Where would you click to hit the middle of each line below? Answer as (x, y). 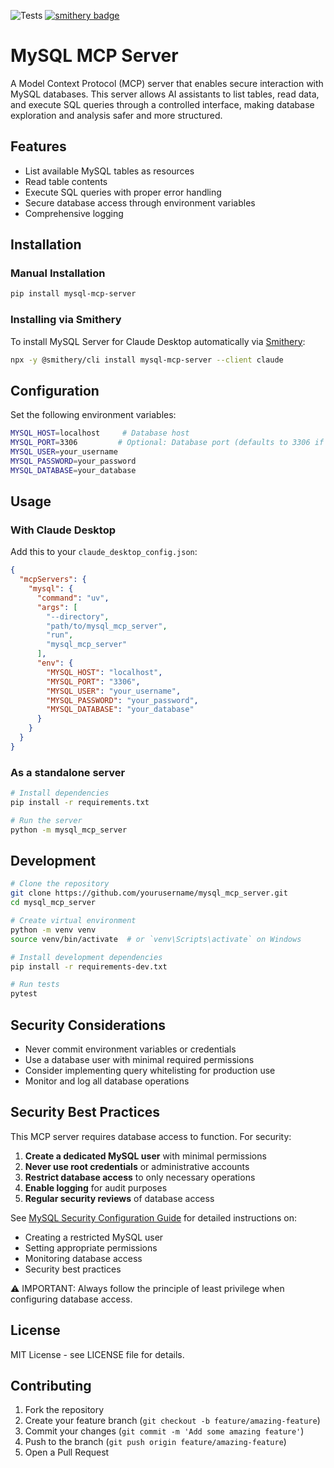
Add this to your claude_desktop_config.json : (104, 552)
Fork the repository (64, 1410)
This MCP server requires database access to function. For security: (151, 1136)
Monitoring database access (83, 1258)
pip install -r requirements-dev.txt (89, 966)
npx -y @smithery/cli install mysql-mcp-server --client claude (147, 360)
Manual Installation (58, 273)
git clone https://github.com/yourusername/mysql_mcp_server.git (149, 893)
